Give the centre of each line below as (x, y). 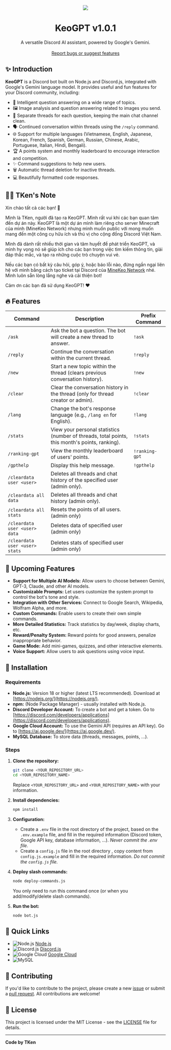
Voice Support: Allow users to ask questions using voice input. (79, 651)
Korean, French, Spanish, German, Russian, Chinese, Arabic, (76, 139)
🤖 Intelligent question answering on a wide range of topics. (74, 102)
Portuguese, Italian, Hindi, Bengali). (50, 145)
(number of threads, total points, (89, 436)
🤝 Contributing (29, 976)
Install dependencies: (36, 800)
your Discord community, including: (42, 92)
